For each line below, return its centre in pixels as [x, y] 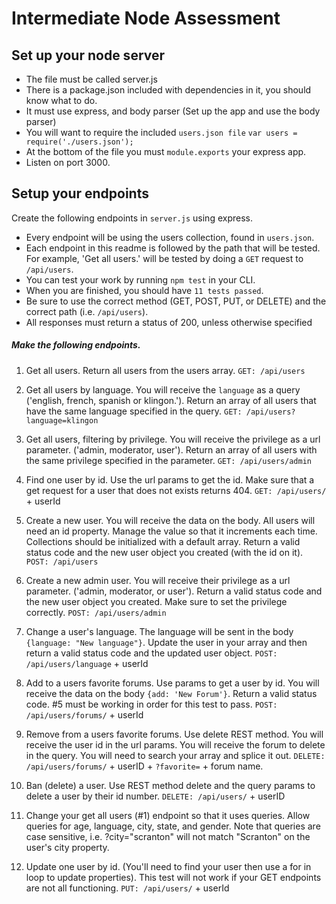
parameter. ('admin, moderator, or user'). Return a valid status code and [174, 591]
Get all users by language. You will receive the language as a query [163, 389]
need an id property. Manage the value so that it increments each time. [171, 531]
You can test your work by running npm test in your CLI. [140, 279]
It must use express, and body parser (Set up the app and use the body [173, 111]
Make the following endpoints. [76, 345]
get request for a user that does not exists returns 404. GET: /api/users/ [176, 490]
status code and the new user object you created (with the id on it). [164, 552]
